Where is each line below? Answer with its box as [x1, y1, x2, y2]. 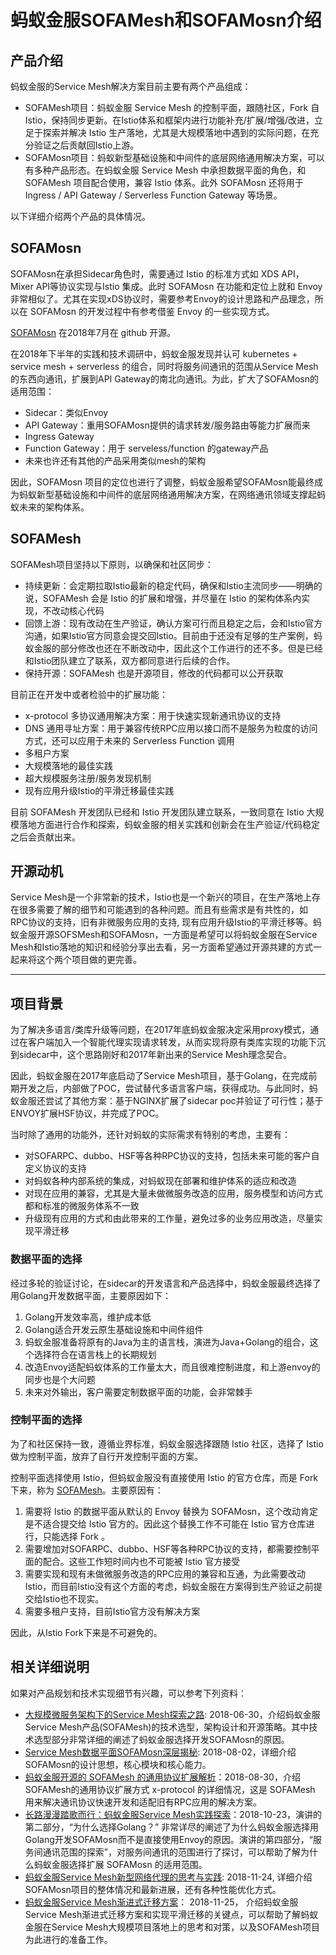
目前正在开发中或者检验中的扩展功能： [10, 688, 168, 700]
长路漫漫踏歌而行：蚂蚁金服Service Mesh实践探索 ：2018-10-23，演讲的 [24, 1808, 323, 1820]
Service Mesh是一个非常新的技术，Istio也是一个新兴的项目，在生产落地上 [10, 891, 312, 903]
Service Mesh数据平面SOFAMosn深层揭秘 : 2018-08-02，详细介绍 [24, 1746, 297, 1758]
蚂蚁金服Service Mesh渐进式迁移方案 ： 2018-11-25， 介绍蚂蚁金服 [24, 1896, 299, 1908]
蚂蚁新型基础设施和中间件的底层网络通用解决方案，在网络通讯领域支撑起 [18, 488, 317, 500]
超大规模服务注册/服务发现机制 [24, 772, 152, 784]
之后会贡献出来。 [10, 831, 81, 843]
